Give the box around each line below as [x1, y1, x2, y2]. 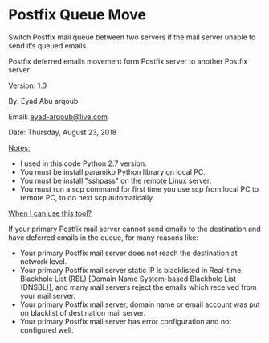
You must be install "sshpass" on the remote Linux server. [19, 176, 212, 185]
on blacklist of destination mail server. [19, 308, 146, 317]
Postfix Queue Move [8, 6, 147, 24]
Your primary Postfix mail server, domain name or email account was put [19, 300, 261, 309]
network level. [19, 256, 67, 267]
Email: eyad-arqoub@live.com [8, 111, 108, 122]
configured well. [19, 324, 74, 335]
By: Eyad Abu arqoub [8, 96, 79, 105]
